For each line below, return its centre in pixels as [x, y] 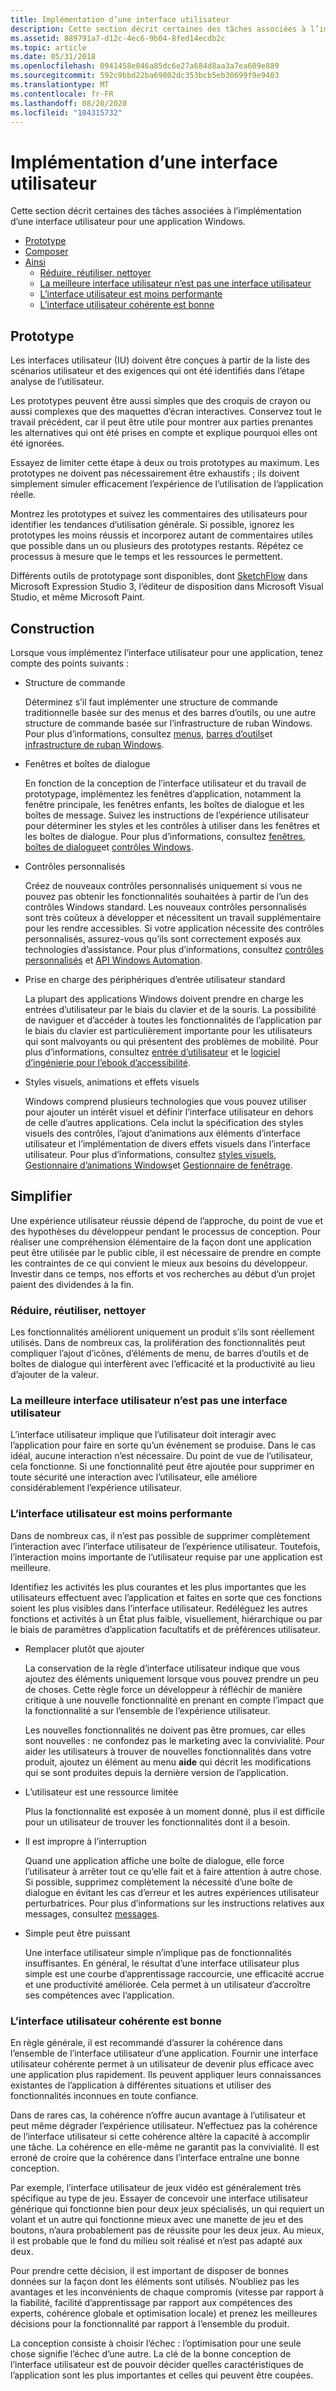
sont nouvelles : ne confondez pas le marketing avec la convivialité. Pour [174, 1740]
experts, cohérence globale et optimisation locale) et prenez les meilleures [164, 2313]
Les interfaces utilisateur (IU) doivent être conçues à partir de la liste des [160, 360]
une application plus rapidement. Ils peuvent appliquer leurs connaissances [166, 2074]
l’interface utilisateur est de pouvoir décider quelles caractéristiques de [157, 2364]
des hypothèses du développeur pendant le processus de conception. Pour [166, 1231]
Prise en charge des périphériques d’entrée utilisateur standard [155, 979]
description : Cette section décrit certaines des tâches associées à [158, 29]
